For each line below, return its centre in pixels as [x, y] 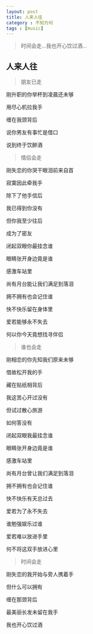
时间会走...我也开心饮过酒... [54, 46]
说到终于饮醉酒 [24, 145]
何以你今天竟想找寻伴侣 [35, 335]
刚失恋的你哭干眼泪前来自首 [40, 171]
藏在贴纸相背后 [24, 385]
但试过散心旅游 [24, 410]
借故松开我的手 [24, 373]
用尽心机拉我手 [24, 107]
